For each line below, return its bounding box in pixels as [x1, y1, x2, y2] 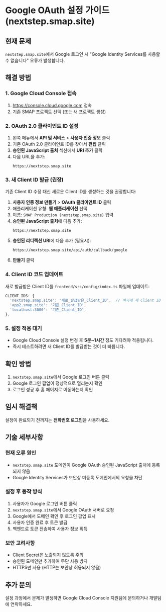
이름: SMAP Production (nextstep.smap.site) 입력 [12, 212, 114, 218]
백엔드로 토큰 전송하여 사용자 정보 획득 [12, 526, 88, 532]
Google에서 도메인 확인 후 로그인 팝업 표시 [12, 513, 96, 519]
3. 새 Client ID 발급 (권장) [5, 176, 64, 183]
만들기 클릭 [12, 257, 35, 263]
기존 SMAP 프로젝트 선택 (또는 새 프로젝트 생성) [12, 109, 106, 115]
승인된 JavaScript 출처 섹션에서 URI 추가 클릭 [12, 147, 103, 153]
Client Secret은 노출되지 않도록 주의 [12, 552, 84, 558]
